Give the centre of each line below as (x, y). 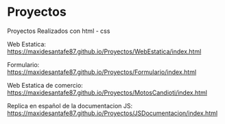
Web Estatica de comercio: (45, 85)
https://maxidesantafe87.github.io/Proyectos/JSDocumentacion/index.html (113, 113)
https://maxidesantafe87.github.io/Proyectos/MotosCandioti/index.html (107, 92)
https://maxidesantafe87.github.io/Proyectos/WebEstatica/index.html (104, 51)
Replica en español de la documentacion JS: (70, 106)
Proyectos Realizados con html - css (59, 31)
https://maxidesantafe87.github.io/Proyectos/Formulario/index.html (102, 72)
